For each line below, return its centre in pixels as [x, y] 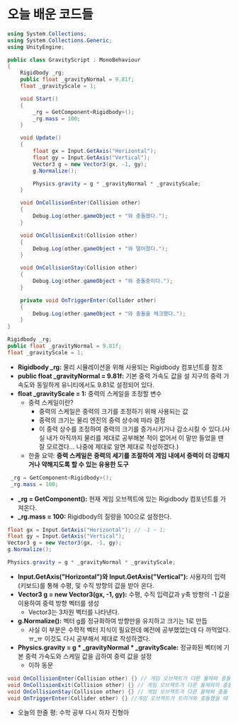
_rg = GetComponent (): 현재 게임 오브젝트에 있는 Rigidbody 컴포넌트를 [118, 499]
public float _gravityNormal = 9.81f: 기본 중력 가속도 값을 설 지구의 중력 [119, 376]
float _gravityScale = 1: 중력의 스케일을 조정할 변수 [90, 393]
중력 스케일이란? [51, 402]
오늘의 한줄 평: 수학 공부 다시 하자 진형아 [73, 712]
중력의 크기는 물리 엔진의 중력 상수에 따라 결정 [102, 420]
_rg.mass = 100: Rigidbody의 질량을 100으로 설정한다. [95, 516]
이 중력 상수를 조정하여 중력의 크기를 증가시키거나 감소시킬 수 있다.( [131, 429]
